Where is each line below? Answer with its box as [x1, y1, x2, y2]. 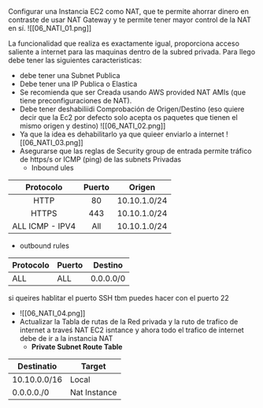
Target [80, 361, 106, 372]
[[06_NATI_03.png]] [19, 138, 84, 147]
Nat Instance [69, 387, 117, 398]
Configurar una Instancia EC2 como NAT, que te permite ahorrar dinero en [8, 7, 250, 16]
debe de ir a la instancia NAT [19, 334, 113, 342]
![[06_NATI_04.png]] [19, 309, 86, 318]
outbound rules [19, 241, 69, 250]
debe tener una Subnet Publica [19, 71, 120, 80]
